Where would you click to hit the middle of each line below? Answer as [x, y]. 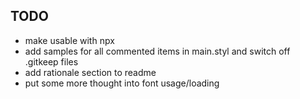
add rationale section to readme [90, 72]
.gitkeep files [51, 61]
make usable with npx [69, 40]
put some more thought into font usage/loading [122, 83]
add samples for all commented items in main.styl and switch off [157, 51]
